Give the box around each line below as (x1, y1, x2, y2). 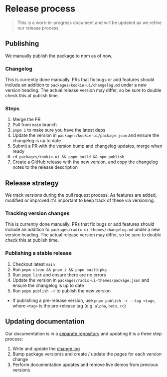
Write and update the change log (12, 345, 80, 351)
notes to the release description (12, 164, 78, 170)
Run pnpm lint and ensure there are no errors (12, 271, 106, 278)
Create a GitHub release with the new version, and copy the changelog (12, 159, 158, 165)
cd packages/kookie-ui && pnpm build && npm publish (12, 155, 125, 160)
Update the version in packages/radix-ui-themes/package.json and (12, 277, 150, 283)
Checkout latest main (12, 261, 55, 267)
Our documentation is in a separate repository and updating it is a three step (5, 330, 162, 336)
